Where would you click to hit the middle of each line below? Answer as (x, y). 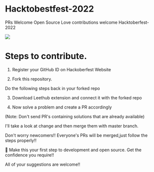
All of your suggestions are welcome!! (43, 164)
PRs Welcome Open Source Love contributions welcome (61, 22)
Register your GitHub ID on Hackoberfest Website (62, 69)
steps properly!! (21, 140)
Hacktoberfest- (134, 22)
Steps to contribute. (46, 56)
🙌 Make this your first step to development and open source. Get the (73, 150)
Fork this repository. (32, 79)
